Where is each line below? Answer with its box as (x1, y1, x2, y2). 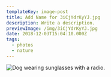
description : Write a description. (6, 20, 95, 26)
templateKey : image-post (6, 8, 68, 15)
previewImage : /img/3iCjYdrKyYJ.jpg (6, 25, 98, 32)
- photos (11, 42, 34, 48)
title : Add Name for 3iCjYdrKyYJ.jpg (6, 14, 101, 20)
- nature (11, 48, 34, 54)
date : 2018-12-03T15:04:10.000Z (6, 31, 87, 37)
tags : (6, 36, 20, 42)
